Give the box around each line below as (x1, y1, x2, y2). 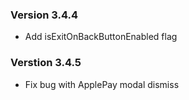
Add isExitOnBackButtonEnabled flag (24, 31, 178, 43)
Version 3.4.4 (10, 8, 79, 22)
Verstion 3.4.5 (10, 56, 82, 70)
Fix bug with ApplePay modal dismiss (24, 78, 180, 90)
